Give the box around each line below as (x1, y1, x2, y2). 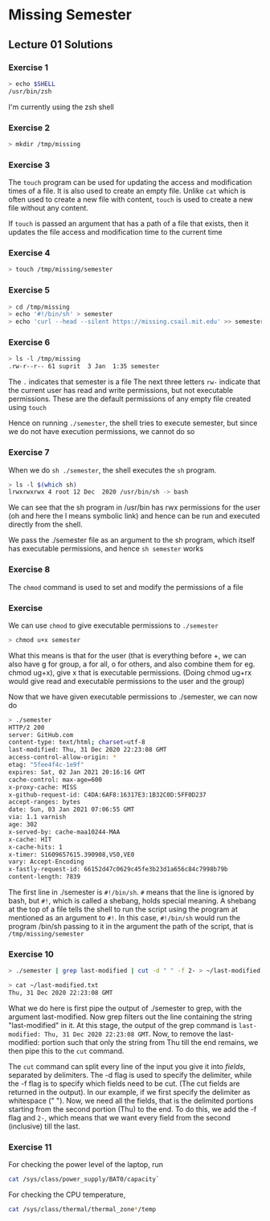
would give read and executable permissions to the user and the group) (8, 676, 245, 686)
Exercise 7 (8, 447, 50, 458)
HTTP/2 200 (8, 723, 45, 731)
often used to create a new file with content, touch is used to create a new (8, 195, 253, 204)
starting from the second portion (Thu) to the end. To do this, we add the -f (8, 1104, 257, 1114)
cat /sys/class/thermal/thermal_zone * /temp (8, 1206, 157, 1214)
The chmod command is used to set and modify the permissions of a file (8, 582, 243, 592)
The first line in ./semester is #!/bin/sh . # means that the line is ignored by (8, 887, 255, 897)
